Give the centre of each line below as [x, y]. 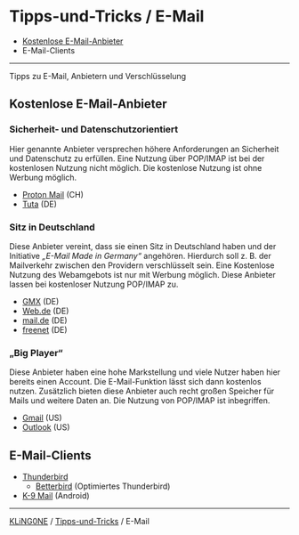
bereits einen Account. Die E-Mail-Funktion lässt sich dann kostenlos [135, 382]
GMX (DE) [40, 301]
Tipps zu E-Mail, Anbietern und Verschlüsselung [98, 76]
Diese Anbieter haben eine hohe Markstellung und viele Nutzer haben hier [145, 372]
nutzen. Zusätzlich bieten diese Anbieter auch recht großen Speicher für [141, 391]
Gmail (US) [42, 418]
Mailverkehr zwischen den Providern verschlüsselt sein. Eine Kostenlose [142, 265]
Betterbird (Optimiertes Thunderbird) [103, 486]
